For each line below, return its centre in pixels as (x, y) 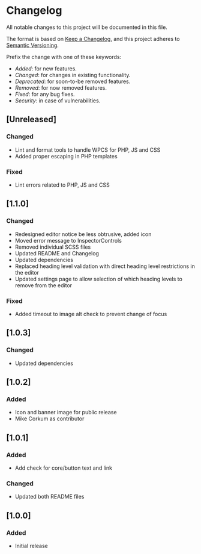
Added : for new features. (46, 68)
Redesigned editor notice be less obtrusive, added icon (83, 234)
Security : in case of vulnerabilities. (58, 101)
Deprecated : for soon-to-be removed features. (73, 81)
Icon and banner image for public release (66, 412)
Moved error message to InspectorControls (68, 240)
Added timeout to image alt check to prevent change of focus (91, 314)
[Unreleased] (31, 120)
